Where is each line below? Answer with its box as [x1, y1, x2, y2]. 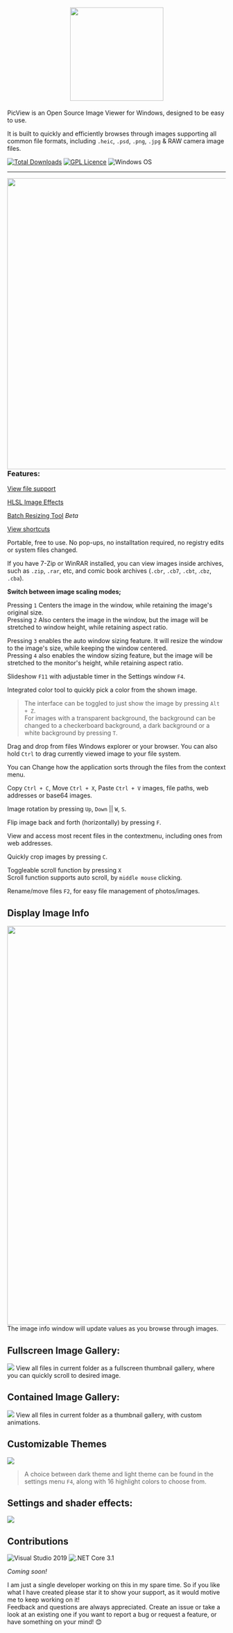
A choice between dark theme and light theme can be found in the [24, 1470, 214, 1478]
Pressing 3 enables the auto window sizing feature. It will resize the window [7, 637, 223, 645]
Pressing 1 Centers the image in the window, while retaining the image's [7, 601, 213, 610]
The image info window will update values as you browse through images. [7, 1324, 218, 1333]
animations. [7, 1418, 40, 1427]
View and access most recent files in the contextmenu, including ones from [7, 831, 223, 840]
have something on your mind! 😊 [7, 1618, 103, 1626]
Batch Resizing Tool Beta [7, 512, 78, 520]
